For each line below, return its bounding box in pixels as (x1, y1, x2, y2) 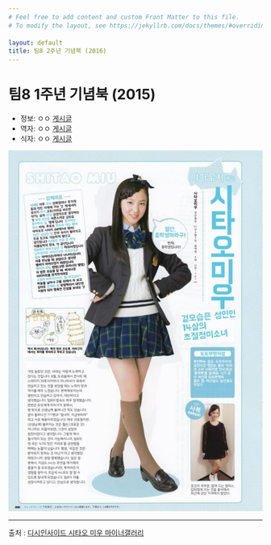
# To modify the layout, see (8, 21, 106, 30)
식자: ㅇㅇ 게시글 (19, 134, 73, 144)
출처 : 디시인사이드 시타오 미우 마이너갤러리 (8, 528, 144, 538)
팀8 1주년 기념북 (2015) (8, 86, 156, 104)
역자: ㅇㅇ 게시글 (19, 124, 73, 133)
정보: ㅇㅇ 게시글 (19, 114, 73, 124)
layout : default (8, 39, 63, 47)
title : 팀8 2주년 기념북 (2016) (8, 47, 107, 56)
